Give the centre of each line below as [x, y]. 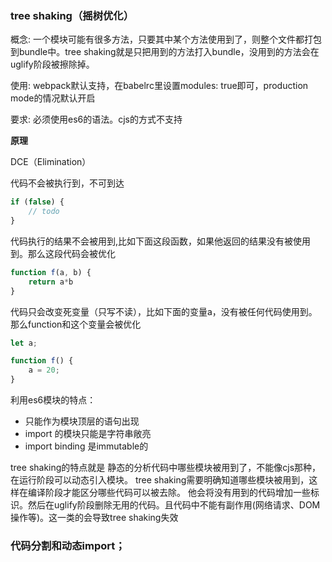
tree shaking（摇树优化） [72, 15]
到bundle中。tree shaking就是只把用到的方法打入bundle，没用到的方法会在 [165, 52]
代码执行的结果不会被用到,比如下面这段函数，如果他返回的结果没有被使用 [161, 241]
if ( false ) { [37, 202]
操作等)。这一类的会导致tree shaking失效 [94, 518]
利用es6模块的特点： [53, 400]
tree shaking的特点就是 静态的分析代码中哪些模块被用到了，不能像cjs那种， [166, 468]
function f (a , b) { [51, 272]
